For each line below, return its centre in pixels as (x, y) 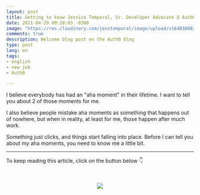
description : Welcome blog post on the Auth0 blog (70, 39)
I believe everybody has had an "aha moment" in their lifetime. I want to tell (98, 95)
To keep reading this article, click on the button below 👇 (75, 161)
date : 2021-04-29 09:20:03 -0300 (48, 23)
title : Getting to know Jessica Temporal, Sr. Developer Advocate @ (93, 17)
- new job (18, 67)
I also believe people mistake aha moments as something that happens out (98, 113)
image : (14, 28)
